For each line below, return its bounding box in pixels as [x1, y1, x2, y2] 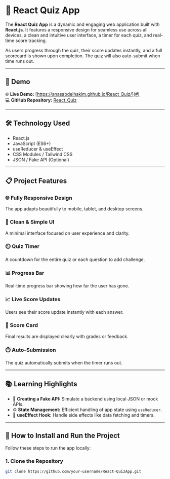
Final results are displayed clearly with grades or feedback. [5, 333, 129, 339]
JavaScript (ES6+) [12, 140, 51, 146]
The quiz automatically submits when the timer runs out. [5, 360, 122, 366]
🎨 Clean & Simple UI [5, 218, 55, 226]
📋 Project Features [5, 176, 67, 185]
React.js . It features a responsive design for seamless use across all [5, 26, 148, 32]
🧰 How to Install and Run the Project [5, 431, 120, 440]
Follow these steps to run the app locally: [5, 445, 91, 451]
